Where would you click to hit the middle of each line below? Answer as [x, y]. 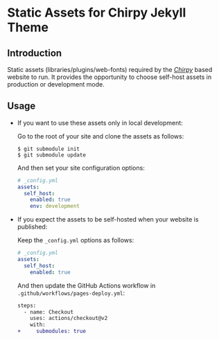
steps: [27, 305]
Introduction [35, 53]
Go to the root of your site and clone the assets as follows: [100, 136]
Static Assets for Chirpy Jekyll [97, 13]
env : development [55, 206]
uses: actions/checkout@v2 [69, 319]
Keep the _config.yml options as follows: [76, 240]
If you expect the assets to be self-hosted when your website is [108, 220]
